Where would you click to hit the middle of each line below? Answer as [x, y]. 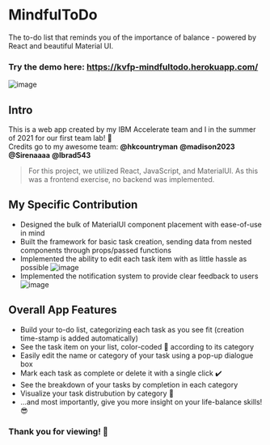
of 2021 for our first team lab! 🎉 [60, 138]
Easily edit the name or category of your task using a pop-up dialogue [137, 355]
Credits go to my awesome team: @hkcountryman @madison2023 [122, 146]
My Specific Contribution [73, 205]
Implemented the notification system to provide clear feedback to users [139, 276]
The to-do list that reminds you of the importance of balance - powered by [133, 37]
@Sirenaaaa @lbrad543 [50, 155]
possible [34, 267]
